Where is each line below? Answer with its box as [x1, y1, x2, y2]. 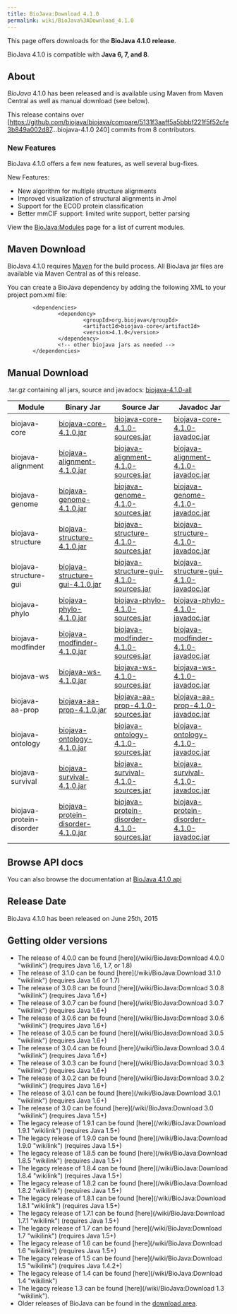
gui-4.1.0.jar [59, 580, 102, 589]
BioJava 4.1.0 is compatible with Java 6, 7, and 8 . [7, 50, 150, 59]
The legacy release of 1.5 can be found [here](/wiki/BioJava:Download [17, 1254, 222, 1262]
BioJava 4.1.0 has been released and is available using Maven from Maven [7, 89, 224, 98]
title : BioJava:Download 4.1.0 [7, 10, 99, 18]
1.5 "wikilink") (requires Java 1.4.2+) [17, 1261, 122, 1269]
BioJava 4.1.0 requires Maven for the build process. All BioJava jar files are [7, 262, 224, 271]
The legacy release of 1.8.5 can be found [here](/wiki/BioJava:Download [17, 1149, 228, 1157]
